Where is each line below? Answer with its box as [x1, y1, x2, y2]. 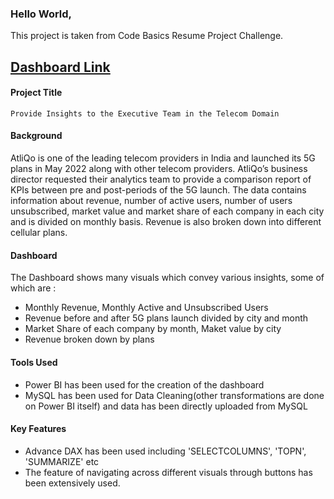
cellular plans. [10, 227, 68, 239]
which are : [10, 282, 57, 294]
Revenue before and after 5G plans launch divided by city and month [24, 312, 309, 324]
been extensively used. [24, 477, 121, 489]
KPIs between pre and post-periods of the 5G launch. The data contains [10, 184, 307, 196]
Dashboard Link [10, 58, 111, 76]
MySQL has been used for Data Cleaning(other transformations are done [24, 389, 325, 401]
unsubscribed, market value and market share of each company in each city [10, 205, 325, 217]
